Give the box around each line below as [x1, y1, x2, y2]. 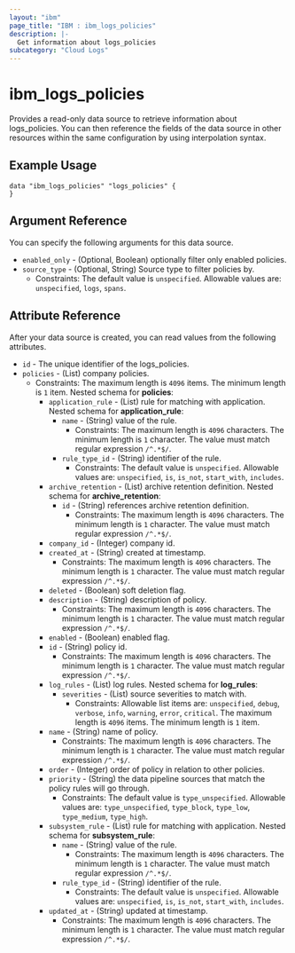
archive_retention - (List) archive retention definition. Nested [48, 481, 274, 492]
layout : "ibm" [9, 12, 62, 22]
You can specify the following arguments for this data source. [9, 237, 234, 248]
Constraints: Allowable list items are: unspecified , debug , [74, 697, 281, 708]
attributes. [9, 341, 47, 351]
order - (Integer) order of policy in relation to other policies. [48, 764, 266, 775]
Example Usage [9, 158, 97, 173]
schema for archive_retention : [48, 490, 161, 501]
